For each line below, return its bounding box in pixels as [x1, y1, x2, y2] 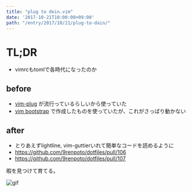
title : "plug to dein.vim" [6, 8, 73, 15]
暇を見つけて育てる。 [6, 167, 58, 174]
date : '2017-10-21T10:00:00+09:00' [6, 14, 95, 20]
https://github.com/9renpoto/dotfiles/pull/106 [14, 148, 126, 156]
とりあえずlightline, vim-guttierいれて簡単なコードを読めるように [14, 141, 174, 149]
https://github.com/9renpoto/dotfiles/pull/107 [14, 154, 126, 162]
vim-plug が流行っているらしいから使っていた [14, 100, 127, 107]
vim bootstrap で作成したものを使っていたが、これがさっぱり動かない [14, 108, 186, 115]
